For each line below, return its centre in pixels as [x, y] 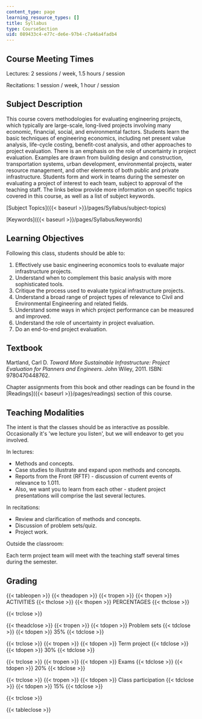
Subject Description [44, 104]
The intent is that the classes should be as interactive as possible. [88, 427]
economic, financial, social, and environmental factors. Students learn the [98, 131]
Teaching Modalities [45, 412]
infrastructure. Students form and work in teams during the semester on [96, 177]
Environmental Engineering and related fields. [71, 303]
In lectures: [20, 452]
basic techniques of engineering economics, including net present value [96, 138]
